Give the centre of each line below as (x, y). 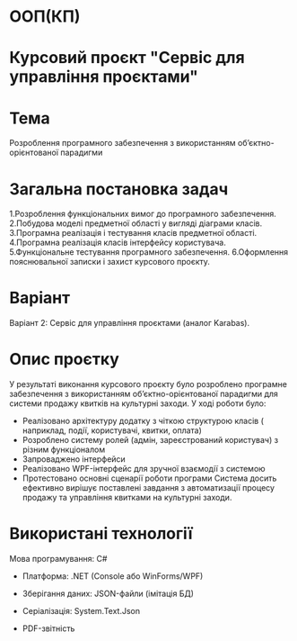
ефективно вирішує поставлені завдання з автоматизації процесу (148, 488)
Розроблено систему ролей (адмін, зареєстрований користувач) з (150, 440)
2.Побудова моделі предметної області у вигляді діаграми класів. (136, 223)
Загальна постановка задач (119, 189)
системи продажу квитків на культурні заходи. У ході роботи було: (138, 403)
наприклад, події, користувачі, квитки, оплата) (112, 430)
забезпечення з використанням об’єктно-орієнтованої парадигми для (144, 394)
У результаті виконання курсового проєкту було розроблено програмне (148, 384)
